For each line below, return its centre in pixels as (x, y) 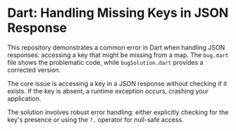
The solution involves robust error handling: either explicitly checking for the (118, 112)
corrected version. (34, 70)
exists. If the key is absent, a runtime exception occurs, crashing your (108, 91)
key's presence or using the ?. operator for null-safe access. (96, 119)
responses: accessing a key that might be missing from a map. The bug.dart (118, 55)
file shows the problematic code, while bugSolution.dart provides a (105, 62)
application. (24, 98)
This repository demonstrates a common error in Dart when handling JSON (116, 47)
